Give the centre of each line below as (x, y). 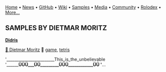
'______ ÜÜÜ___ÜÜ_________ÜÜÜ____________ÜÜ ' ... (55, 65)
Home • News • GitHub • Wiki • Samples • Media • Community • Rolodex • (83, 7)
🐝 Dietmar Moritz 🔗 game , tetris (37, 50)
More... (12, 12)
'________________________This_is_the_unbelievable (55, 59)
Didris (12, 40)
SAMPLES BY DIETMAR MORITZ (56, 28)
